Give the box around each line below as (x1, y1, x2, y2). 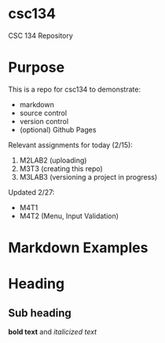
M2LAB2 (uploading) (19, 155, 87, 165)
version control (19, 116, 69, 126)
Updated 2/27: (8, 187, 55, 197)
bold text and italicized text (8, 327, 97, 337)
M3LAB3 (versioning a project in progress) (19, 172, 158, 181)
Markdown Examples (8, 239, 148, 257)
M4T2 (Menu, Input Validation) (19, 211, 119, 221)
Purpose (8, 58, 65, 76)
